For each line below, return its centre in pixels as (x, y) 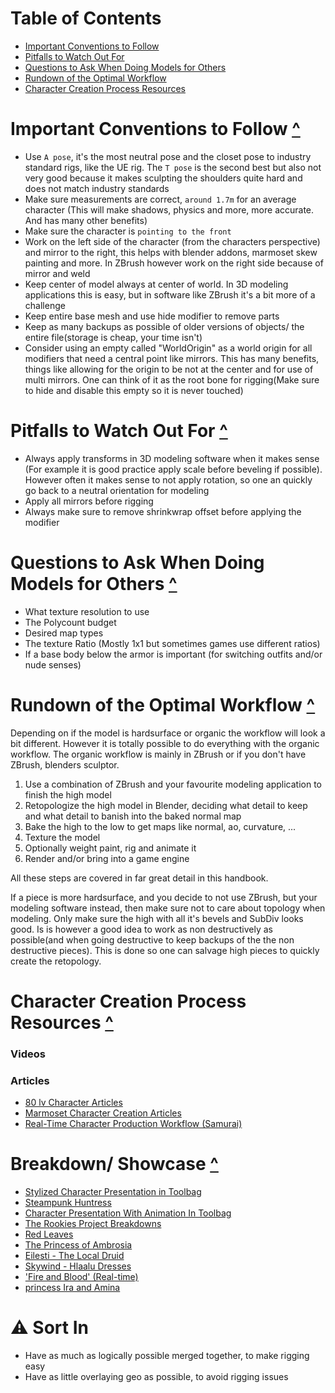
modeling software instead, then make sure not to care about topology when (168, 908)
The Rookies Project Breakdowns (93, 1224)
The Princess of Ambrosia (78, 1245)
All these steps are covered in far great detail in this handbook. (139, 878)
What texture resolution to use (87, 611)
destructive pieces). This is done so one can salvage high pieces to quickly (165, 950)
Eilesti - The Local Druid (74, 1256)
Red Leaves (49, 1234)
